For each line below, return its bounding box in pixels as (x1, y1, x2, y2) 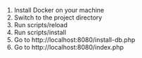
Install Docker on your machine (13, 6, 104, 14)
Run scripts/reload (13, 21, 68, 29)
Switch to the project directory (13, 13, 103, 22)
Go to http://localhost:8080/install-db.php (13, 36, 136, 44)
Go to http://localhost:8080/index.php (13, 43, 124, 51)
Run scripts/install (13, 28, 67, 36)
